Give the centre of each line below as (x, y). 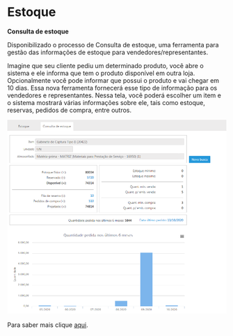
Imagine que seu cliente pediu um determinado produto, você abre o (105, 65)
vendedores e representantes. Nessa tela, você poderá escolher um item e (114, 95)
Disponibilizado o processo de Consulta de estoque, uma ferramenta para (113, 45)
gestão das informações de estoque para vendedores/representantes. (108, 52)
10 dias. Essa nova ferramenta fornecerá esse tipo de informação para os (112, 88)
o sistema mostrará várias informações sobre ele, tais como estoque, (106, 102)
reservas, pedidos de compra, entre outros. (70, 110)
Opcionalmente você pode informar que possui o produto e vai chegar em (113, 80)
